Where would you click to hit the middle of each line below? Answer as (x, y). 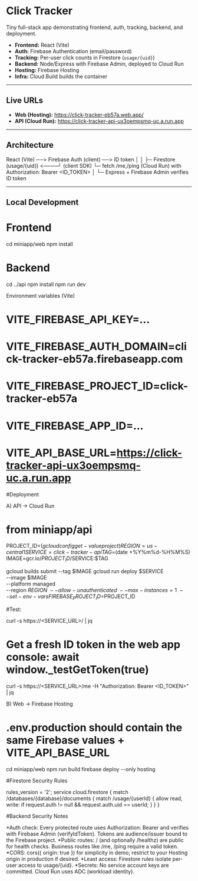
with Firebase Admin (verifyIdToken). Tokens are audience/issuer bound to (97, 834)
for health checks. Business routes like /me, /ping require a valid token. (92, 846)
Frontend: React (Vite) (42, 45)
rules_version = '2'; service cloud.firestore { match (67, 792)
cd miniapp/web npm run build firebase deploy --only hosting (81, 769)
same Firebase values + (65, 740)
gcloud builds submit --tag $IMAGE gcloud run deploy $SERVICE (85, 571)
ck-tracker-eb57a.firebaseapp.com (95, 359)
